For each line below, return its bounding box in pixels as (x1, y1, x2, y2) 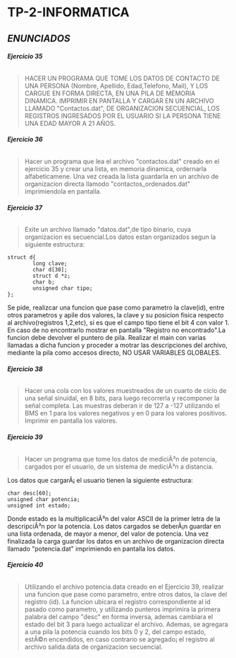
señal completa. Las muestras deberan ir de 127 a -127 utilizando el (24, 401, 221, 410)
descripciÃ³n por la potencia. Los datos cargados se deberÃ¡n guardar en (7, 522, 221, 530)
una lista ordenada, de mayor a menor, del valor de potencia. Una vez (7, 529, 209, 538)
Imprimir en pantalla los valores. (24, 416, 118, 425)
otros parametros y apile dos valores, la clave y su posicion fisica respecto (7, 311, 224, 319)
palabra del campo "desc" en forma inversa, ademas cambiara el (24, 612, 213, 621)
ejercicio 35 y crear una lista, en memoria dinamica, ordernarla (24, 164, 207, 173)
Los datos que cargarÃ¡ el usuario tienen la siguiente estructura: (7, 476, 194, 484)
